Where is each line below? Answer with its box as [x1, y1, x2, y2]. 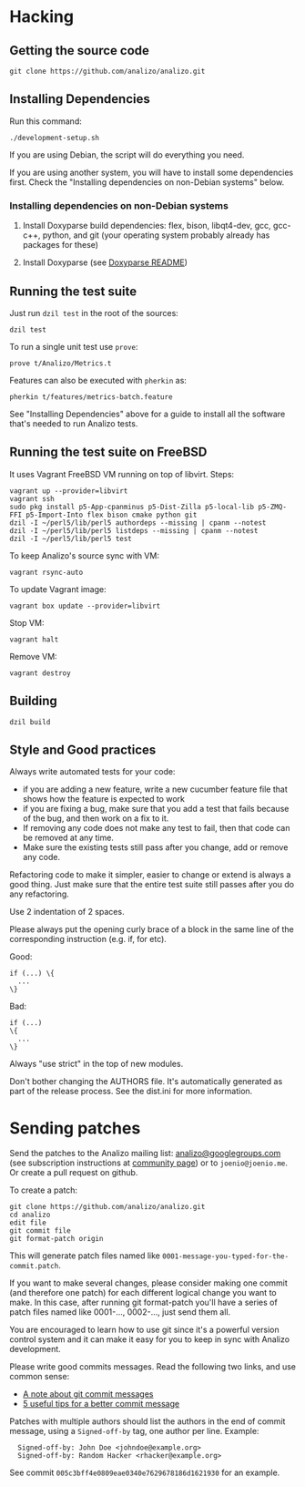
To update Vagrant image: [9, 583, 107, 594]
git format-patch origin [9, 1235, 104, 1244]
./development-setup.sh [9, 133, 100, 142]
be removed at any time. [22, 832, 114, 844]
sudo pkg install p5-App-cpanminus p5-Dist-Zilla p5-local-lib [9, 502, 255, 511]
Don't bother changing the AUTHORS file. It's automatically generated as [9, 1076, 283, 1087]
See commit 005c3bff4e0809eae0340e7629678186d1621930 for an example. [9, 1467, 280, 1478]
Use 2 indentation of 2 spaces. [9, 907, 125, 918]
